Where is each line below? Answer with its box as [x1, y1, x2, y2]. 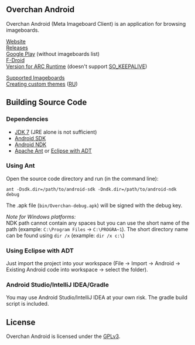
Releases [6, 44, 28, 51]
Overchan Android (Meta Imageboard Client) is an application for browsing [6, 20, 186, 27]
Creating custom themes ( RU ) [6, 80, 78, 87]
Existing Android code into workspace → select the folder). [6, 266, 148, 273]
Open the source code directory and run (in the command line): [6, 175, 159, 182]
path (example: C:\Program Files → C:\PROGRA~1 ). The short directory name [6, 225, 189, 232]
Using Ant [6, 161, 35, 170]
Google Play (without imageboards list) [6, 50, 100, 58]
